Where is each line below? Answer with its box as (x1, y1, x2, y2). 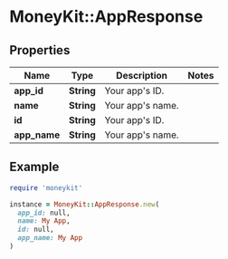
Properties (9, 43, 71, 58)
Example (9, 159, 60, 175)
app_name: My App (17, 234, 83, 243)
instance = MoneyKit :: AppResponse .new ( (9, 199, 160, 209)
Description (116, 70, 168, 82)
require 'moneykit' (9, 183, 83, 192)
